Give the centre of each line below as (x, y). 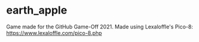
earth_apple (37, 10)
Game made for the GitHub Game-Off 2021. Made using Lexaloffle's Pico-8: (100, 27)
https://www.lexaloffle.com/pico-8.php (54, 33)
